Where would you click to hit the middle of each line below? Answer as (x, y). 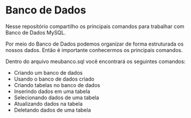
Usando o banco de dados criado (54, 79)
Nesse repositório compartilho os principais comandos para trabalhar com (95, 26)
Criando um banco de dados (48, 72)
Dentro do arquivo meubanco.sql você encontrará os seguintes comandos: (95, 61)
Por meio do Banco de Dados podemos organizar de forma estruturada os (95, 44)
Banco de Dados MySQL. (36, 32)
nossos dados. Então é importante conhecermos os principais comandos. (94, 50)
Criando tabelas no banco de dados (57, 85)
